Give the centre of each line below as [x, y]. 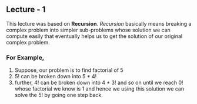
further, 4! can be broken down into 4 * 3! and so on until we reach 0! [99, 83]
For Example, [25, 57]
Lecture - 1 [26, 10]
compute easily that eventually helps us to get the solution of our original [94, 36]
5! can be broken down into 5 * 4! [56, 77]
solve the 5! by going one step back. [59, 95]
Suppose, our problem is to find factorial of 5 [69, 70]
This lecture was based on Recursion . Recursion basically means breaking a [99, 23]
